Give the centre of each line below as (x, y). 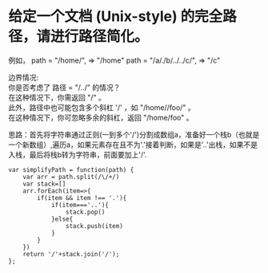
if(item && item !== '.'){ (82, 198)
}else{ (62, 219)
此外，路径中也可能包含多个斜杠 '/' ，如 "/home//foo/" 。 (102, 107)
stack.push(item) (94, 226)
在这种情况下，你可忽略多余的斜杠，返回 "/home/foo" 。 (101, 117)
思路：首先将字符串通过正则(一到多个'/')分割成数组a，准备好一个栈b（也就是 (134, 134)
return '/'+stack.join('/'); (71, 254)
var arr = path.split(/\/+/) (71, 177)
